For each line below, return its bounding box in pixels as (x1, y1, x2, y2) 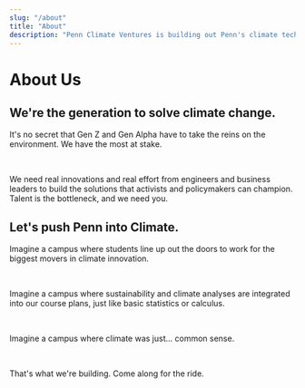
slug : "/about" (9, 13, 67, 23)
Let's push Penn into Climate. (9, 219, 180, 235)
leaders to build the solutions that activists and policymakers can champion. (9, 183, 293, 195)
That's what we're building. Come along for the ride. (9, 368, 204, 379)
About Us (9, 69, 82, 90)
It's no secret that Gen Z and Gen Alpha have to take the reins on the (9, 129, 266, 141)
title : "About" (9, 22, 67, 31)
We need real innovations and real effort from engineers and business (9, 174, 271, 185)
